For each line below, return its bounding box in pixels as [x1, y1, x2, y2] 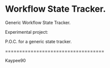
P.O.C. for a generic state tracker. [5, 38, 72, 45]
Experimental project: [5, 29, 48, 35]
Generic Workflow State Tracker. [5, 20, 71, 25]
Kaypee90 [5, 57, 26, 63]
